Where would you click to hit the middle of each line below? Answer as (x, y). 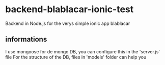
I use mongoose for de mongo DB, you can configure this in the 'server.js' (83, 51)
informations (26, 39)
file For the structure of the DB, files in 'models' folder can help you (76, 57)
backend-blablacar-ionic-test (70, 9)
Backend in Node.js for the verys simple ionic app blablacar (68, 23)
